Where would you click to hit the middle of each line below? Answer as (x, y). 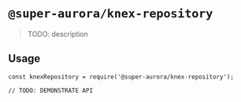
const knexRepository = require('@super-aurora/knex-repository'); (121, 77)
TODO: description (58, 34)
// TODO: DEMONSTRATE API (50, 90)
